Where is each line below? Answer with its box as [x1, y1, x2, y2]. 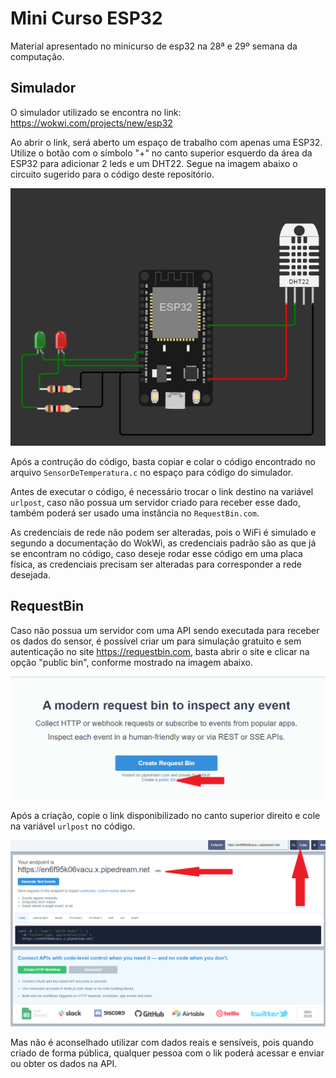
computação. [10, 50, 65, 62]
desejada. [10, 569, 52, 581]
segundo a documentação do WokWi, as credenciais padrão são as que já [10, 537, 317, 549]
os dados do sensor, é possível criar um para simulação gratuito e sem [10, 635, 302, 647]
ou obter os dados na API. [10, 1058, 118, 1070]
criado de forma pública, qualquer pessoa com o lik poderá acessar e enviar [10, 1047, 325, 1059]
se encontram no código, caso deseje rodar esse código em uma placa [10, 548, 303, 560]
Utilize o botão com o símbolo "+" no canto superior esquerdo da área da [10, 147, 313, 159]
